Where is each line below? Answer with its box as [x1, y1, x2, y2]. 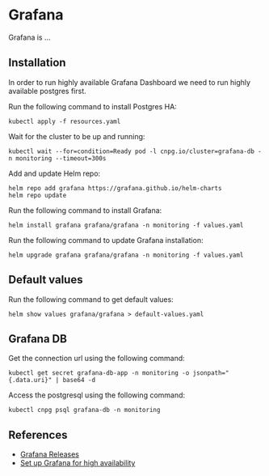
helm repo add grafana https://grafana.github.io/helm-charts [8, 184, 222, 192]
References [8, 427, 68, 442]
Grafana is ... [8, 32, 51, 42]
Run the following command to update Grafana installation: [8, 235, 204, 244]
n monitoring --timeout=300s [8, 154, 107, 163]
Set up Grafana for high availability [19, 458, 136, 468]
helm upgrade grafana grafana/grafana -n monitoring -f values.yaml [8, 251, 244, 259]
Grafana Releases [19, 449, 79, 459]
